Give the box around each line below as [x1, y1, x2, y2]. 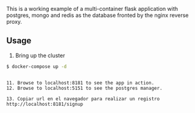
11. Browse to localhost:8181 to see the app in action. [6, 80, 155, 86]
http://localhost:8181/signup [6, 101, 84, 107]
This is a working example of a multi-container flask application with [6, 5, 178, 12]
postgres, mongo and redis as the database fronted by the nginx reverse [6, 12, 189, 19]
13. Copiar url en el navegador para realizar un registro [6, 95, 160, 102]
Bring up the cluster [15, 52, 65, 59]
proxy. [6, 18, 23, 25]
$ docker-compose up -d [6, 63, 67, 69]
